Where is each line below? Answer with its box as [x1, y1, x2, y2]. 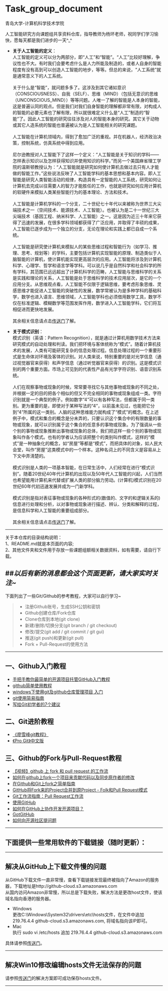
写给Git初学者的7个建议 [12, 701, 61, 707]
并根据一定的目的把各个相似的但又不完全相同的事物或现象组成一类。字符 [12, 390, 161, 396]
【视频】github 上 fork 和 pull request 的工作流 [12, 768, 108, 774]
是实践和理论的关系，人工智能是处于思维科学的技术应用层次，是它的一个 [12, 275, 161, 281]
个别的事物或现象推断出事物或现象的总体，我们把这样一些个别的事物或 [12, 428, 157, 434]
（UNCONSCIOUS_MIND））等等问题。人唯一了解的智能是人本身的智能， [12, 97, 162, 103]
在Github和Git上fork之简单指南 [12, 780, 76, 787]
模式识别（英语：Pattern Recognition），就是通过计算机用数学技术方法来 [12, 334, 161, 341]
